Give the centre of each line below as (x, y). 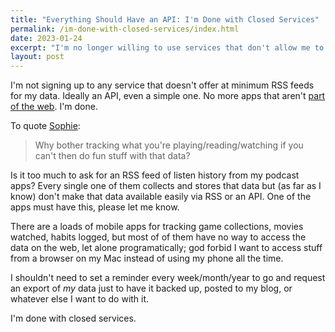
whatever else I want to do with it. (80, 299)
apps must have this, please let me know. (95, 207)
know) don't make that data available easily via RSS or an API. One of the (161, 197)
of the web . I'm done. (54, 107)
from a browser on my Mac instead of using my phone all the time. (147, 258)
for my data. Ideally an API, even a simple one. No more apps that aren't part (168, 96)
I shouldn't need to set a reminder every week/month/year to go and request (168, 278)
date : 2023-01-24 (46, 38)
